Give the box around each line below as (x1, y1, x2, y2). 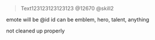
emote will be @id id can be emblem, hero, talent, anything (6, 16, 150, 23)
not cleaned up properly (6, 27, 65, 34)
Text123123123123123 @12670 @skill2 (20, 5, 114, 12)
